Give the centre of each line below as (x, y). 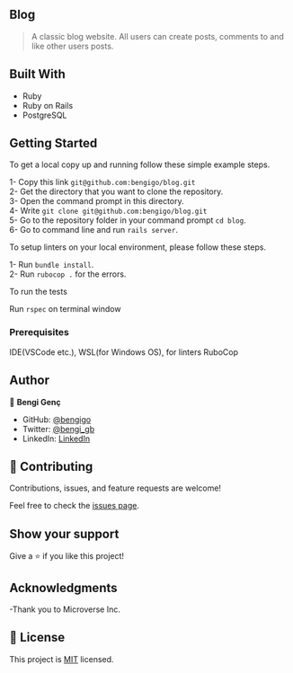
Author (29, 381)
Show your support (64, 534)
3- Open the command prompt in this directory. (97, 201)
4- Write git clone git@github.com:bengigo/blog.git (108, 211)
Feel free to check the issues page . (74, 506)
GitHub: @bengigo (57, 419)
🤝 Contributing (51, 466)
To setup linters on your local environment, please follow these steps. (138, 247)
